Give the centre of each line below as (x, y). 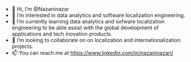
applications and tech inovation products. (62, 34)
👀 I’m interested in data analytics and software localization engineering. (98, 15)
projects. (22, 46)
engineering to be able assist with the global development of (85, 27)
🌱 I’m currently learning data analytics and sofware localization (88, 21)
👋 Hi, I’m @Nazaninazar (40, 9)
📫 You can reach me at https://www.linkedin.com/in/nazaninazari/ (93, 53)
